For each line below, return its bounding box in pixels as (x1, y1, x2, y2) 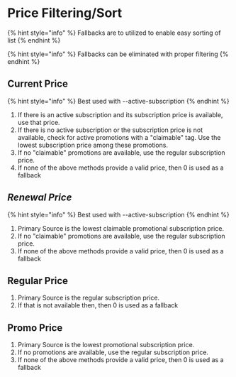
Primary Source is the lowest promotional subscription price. (17, 341, 195, 349)
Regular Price (7, 275, 69, 287)
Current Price (7, 78, 69, 90)
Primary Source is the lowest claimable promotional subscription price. (17, 224, 225, 232)
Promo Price (7, 322, 63, 334)
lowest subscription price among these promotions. (17, 141, 169, 149)
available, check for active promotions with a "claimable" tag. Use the (17, 133, 221, 141)
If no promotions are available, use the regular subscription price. (17, 348, 209, 356)
